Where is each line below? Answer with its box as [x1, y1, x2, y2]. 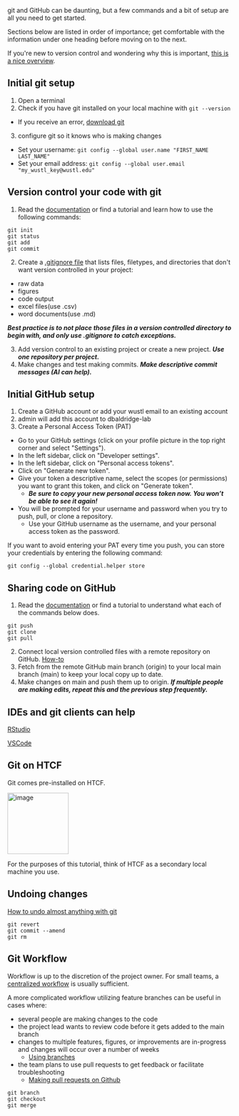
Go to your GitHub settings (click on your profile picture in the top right [17, 436, 226, 445]
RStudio [7, 725, 31, 734]
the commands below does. [17, 609, 100, 617]
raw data [17, 279, 44, 288]
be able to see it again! [28, 497, 98, 506]
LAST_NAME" [17, 153, 51, 160]
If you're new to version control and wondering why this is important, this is [7, 49, 229, 57]
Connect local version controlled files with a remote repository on [17, 647, 210, 656]
